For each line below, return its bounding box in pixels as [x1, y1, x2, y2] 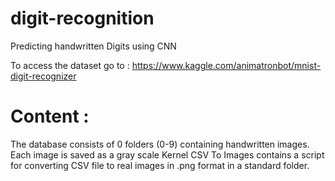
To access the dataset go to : [10, 59, 130, 71]
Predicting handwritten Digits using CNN [10, 40, 177, 52]
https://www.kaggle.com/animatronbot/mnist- [131, 59, 322, 71]
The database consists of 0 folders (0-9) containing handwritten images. [10, 138, 310, 150]
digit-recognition [10, 7, 155, 30]
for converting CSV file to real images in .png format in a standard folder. [10, 159, 310, 171]
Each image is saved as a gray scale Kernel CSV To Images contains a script [10, 148, 325, 161]
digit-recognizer [10, 70, 77, 82]
